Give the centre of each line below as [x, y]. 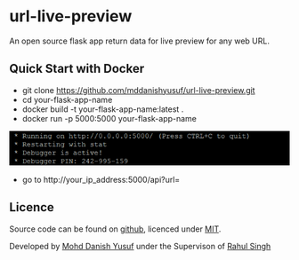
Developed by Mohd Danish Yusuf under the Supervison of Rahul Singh [140, 246]
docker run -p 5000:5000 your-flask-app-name [109, 118]
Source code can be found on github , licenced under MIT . [115, 229]
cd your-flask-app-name [67, 99]
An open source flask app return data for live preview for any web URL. [139, 41]
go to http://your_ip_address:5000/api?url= [101, 179]
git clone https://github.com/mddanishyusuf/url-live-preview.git [138, 90]
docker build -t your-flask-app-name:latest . [103, 109]
